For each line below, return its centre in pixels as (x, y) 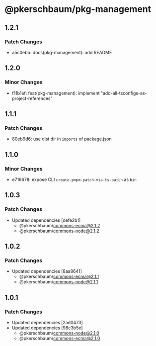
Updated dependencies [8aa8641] (47, 271)
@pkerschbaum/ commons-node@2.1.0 (59, 333)
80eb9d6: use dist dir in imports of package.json (62, 139)
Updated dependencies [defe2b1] (46, 220)
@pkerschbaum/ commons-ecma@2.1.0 (60, 338)
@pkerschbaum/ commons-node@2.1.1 (59, 282)
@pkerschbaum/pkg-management (78, 9)
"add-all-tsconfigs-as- (124, 93)
